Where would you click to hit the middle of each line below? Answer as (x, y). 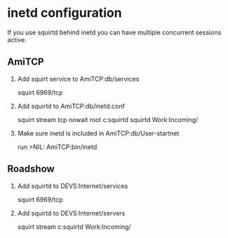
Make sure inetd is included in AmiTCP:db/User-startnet (98, 133)
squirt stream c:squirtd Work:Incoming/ (74, 227)
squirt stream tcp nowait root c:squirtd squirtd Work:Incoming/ (108, 119)
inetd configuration (65, 13)
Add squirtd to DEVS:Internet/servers (71, 213)
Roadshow (31, 169)
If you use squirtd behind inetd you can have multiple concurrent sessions (114, 32)
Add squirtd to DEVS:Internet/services (73, 186)
